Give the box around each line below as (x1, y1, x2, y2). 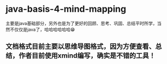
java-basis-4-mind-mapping (5, 3, 126, 15)
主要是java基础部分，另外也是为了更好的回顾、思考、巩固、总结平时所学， (5, 20, 158, 26)
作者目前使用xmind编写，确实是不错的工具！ (18, 52, 156, 60)
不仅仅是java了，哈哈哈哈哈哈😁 (9, 26, 75, 32)
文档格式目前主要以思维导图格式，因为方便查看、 (5, 42, 156, 51)
